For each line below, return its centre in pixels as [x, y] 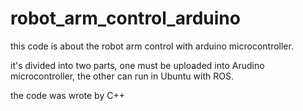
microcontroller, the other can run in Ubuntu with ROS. [122, 76]
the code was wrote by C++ [67, 95]
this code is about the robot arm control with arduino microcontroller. [152, 46]
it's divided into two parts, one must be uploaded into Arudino [137, 65]
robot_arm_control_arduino [125, 18]
